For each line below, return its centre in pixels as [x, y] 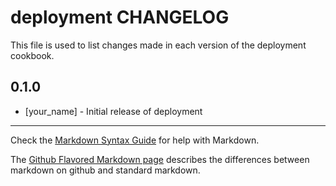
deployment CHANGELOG [120, 17]
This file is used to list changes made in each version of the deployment [158, 45]
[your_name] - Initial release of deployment [113, 111]
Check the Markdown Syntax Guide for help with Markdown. [135, 140]
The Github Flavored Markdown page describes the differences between [160, 159]
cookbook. [32, 55]
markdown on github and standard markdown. [105, 170]
